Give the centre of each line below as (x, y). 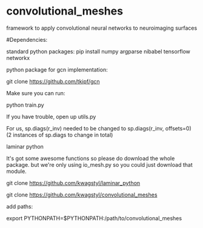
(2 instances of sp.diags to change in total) (60, 135)
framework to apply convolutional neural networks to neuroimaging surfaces (102, 28)
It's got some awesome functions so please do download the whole (91, 158)
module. (17, 171)
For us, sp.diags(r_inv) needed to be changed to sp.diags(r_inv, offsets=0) (99, 128)
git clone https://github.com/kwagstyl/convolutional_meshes (82, 195)
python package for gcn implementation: (57, 69)
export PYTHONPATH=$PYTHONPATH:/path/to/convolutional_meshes (94, 218)
